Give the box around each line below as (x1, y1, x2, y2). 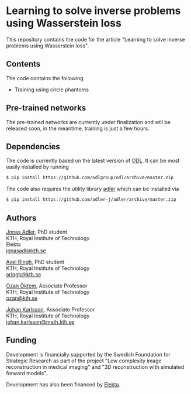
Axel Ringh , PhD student (6, 258, 65, 265)
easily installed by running (6, 163, 69, 170)
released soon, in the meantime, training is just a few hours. (6, 125, 150, 132)
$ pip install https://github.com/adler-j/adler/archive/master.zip (6, 197, 176, 203)
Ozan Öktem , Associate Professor (6, 282, 88, 289)
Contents (6, 59, 41, 69)
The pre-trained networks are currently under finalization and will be (6, 118, 171, 125)
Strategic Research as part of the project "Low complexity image (6, 357, 162, 364)
